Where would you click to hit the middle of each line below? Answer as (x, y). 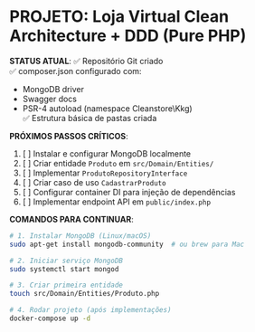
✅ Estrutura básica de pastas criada (90, 118)
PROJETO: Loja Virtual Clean (119, 17)
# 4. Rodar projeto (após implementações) (90, 310)
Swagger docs (49, 99)
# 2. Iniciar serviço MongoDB (66, 261)
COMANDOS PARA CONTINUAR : (71, 219)
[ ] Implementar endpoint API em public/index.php (116, 202)
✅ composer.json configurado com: (76, 71)
